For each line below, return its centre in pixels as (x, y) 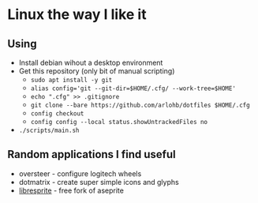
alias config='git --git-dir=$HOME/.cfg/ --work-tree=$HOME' (133, 88)
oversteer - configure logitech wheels (80, 173)
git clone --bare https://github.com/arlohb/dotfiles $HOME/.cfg (140, 105)
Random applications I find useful (92, 154)
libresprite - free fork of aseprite (71, 190)
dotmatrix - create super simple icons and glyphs (99, 182)
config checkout (57, 114)
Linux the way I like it (77, 15)
